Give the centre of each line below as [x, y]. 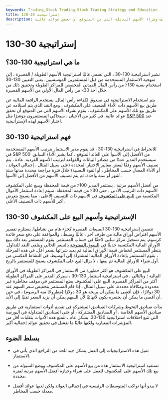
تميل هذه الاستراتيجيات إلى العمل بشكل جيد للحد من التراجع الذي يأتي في [81, 350]
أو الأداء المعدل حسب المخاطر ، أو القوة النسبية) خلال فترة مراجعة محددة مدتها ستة [83, 170]
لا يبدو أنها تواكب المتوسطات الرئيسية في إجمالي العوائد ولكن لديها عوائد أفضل [85, 385]
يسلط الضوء [22, 338]
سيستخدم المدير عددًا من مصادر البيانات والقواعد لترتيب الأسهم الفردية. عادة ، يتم [81, 159]
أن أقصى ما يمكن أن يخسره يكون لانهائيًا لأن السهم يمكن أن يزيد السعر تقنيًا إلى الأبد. [84, 297]
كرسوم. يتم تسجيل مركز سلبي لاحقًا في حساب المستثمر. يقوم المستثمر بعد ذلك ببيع [84, 239]
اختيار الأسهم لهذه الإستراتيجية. [34, 121]
